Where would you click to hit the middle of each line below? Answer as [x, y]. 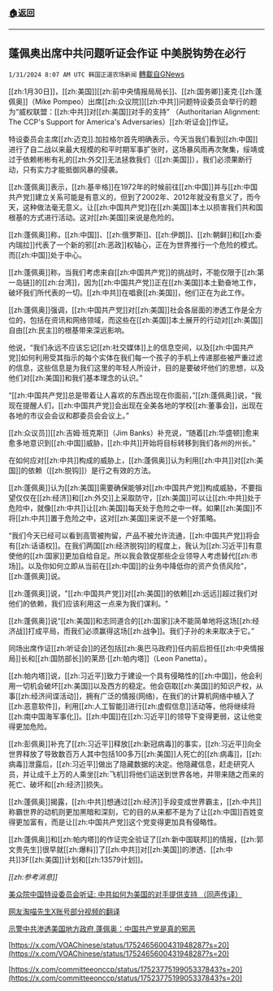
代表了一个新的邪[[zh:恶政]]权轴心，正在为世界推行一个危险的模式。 [149, 245]
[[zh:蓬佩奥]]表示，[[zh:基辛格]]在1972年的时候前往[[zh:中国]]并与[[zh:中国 [133, 187]
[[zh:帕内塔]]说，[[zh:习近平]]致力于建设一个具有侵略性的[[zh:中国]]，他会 [132, 676]
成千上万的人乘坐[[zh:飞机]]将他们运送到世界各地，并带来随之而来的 [150, 775]
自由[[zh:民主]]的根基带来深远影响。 [69, 330]
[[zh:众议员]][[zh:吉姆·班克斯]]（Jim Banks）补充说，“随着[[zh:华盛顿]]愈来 [134, 433]
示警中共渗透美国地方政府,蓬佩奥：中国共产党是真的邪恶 [102, 929]
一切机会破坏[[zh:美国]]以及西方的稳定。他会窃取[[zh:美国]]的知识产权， [135, 686]
